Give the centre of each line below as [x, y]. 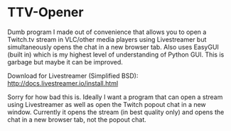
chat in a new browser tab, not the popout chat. [77, 119]
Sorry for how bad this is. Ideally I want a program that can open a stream [115, 97]
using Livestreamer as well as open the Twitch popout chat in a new [107, 104]
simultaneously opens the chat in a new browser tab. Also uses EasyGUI [113, 47]
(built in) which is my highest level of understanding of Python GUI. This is [116, 55]
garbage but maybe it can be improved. [65, 62]
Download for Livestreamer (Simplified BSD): [73, 76]
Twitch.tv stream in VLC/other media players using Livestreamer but [107, 39]
